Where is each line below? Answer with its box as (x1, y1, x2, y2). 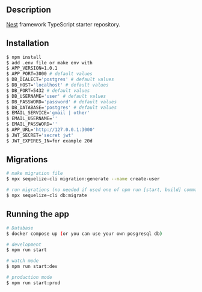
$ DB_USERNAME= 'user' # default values (6, 93, 106, 99)
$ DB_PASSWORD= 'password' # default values (6, 99, 117, 105)
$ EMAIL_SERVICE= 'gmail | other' (6, 110, 90, 116)
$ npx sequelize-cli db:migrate (6, 192, 87, 199)
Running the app (6, 209, 69, 219)
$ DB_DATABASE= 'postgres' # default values (6, 105, 117, 111)
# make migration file (6, 171, 63, 177)
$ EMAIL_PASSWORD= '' (6, 121, 58, 127)
